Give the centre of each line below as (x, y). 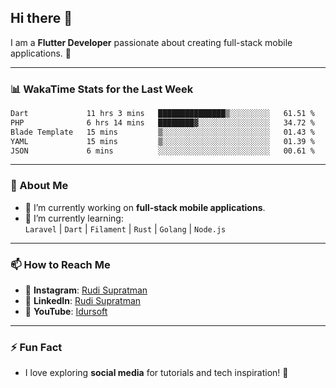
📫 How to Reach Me (60, 264)
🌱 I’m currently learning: (74, 218)
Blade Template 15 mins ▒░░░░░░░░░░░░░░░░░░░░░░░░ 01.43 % (162, 132)
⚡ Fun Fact (36, 347)
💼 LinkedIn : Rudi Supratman (83, 301)
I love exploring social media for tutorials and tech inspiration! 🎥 (156, 373)
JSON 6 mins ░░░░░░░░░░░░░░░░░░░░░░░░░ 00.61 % (162, 151)
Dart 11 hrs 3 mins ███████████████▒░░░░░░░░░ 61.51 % (162, 114)
